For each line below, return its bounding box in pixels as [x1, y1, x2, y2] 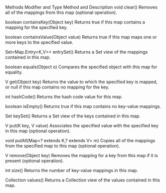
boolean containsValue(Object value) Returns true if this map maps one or [5, 34, 157, 40]
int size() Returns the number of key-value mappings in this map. [5, 168, 139, 173]
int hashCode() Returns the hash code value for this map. [5, 94, 123, 99]
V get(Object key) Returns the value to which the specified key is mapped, [5, 79, 158, 85]
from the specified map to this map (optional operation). [5, 143, 120, 149]
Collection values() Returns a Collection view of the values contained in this [5, 177, 161, 183]
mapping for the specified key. [5, 24, 68, 30]
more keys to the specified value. [5, 39, 74, 45]
